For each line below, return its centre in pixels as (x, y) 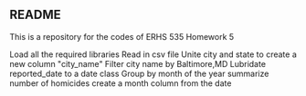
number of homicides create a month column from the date (121, 83)
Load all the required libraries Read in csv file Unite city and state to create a (153, 54)
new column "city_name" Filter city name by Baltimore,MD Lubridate (138, 63)
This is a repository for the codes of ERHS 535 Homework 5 (122, 36)
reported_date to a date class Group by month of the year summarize (139, 73)
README (35, 15)
